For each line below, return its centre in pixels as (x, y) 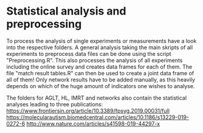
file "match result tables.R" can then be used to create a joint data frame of (100, 73)
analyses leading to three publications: (55, 104)
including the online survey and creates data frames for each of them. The (99, 66)
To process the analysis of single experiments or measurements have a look (101, 41)
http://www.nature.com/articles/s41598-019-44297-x (93, 123)
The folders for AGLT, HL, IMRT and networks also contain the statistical (97, 98)
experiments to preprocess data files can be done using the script (89, 53)
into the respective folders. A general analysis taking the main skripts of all (100, 47)
